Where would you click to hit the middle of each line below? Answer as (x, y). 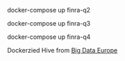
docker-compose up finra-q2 (49, 10)
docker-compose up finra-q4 (49, 37)
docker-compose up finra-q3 (49, 23)
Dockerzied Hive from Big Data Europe (62, 50)
